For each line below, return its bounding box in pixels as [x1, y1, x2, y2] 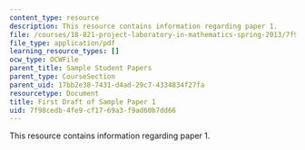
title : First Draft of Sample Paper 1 [9, 97, 156, 107]
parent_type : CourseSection [9, 72, 116, 81]
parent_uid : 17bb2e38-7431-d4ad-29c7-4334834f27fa [9, 80, 205, 89]
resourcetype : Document [9, 89, 100, 98]
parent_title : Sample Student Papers [9, 64, 152, 73]
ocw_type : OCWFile [9, 55, 79, 64]
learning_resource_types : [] [9, 47, 120, 56]
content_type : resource [9, 13, 100, 23]
